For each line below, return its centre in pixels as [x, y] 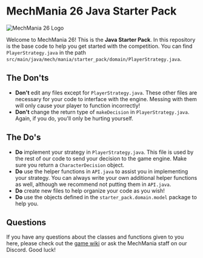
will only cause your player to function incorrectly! [78, 105]
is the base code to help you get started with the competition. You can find [99, 46]
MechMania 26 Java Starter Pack [92, 11]
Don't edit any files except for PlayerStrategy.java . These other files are [106, 93]
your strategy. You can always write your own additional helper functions [106, 177]
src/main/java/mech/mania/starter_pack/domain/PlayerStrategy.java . [94, 59]
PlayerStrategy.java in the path [46, 52]
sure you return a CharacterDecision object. [70, 165]
